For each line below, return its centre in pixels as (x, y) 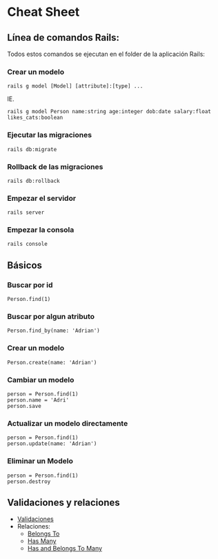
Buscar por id (30, 285)
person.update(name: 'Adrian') (52, 444)
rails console (28, 244)
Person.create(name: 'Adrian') (52, 362)
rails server (26, 213)
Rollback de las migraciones (55, 166)
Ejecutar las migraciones (49, 135)
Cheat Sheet (43, 12)
